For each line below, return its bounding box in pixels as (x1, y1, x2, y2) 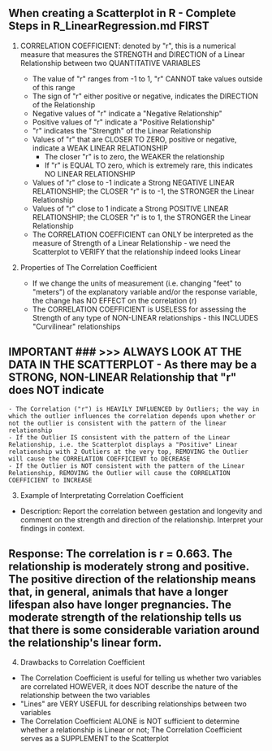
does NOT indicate (8, 383, 105, 397)
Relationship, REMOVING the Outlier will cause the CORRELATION (8, 469, 231, 477)
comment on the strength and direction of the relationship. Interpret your (19, 514, 264, 524)
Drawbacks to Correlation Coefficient (19, 657, 145, 667)
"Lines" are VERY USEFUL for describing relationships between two (19, 699, 248, 709)
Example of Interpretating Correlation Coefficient (19, 490, 184, 500)
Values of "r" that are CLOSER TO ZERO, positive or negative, (32, 134, 237, 144)
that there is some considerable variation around (8, 623, 260, 637)
